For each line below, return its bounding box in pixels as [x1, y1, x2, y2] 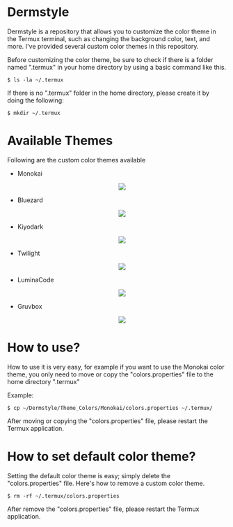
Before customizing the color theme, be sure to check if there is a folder [7, 55, 214, 63]
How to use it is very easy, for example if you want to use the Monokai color [7, 362, 225, 371]
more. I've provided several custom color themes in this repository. [7, 42, 199, 50]
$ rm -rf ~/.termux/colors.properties [7, 492, 120, 499]
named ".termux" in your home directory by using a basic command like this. [7, 63, 227, 71]
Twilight [17, 249, 40, 257]
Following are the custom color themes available [7, 155, 146, 164]
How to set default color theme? [7, 449, 196, 464]
